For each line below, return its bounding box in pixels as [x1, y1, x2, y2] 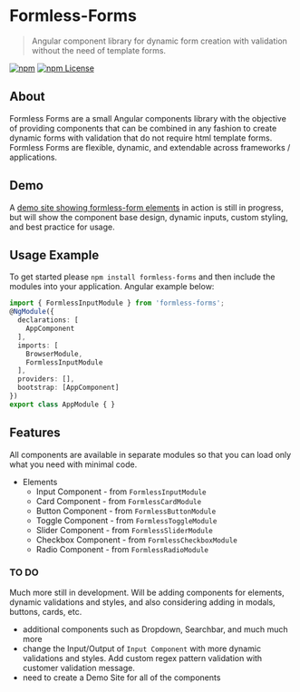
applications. [9, 151, 57, 162]
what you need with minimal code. [9, 459, 138, 470]
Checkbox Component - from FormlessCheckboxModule [35, 534, 237, 545]
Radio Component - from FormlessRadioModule [35, 543, 208, 554]
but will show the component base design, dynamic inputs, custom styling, [9, 211, 288, 222]
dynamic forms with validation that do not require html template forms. [9, 132, 273, 143]
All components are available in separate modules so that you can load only [9, 449, 292, 460]
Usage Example [9, 247, 100, 263]
